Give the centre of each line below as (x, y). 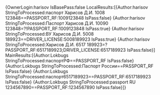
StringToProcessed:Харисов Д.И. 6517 (46, 44)
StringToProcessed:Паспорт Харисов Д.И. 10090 (57, 23)
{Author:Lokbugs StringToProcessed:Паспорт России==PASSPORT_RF (79, 66)
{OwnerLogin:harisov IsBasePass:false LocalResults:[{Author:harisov (77, 7)
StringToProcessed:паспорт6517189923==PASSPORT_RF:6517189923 (78, 77)
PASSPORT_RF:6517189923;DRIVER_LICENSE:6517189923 (65, 50)
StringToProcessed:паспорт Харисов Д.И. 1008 (55, 13)
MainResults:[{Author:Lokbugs (37, 55)
